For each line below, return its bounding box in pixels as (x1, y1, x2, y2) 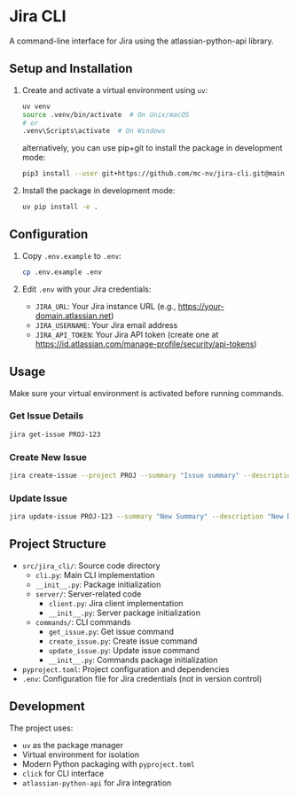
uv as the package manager (21, 739, 124, 750)
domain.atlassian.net (35, 310, 112, 321)
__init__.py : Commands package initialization (48, 654, 218, 665)
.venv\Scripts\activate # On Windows (21, 127, 166, 136)
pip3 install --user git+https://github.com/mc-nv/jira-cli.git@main (21, 169, 286, 178)
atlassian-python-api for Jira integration (21, 777, 172, 788)
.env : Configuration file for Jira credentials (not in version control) (21, 673, 263, 684)
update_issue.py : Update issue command (48, 645, 200, 655)
